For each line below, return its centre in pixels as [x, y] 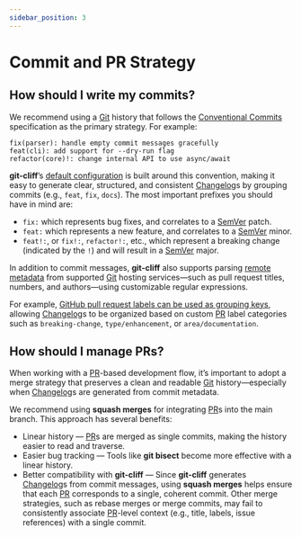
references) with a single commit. [84, 523]
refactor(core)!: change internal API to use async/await [120, 158]
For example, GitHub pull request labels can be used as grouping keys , [140, 304]
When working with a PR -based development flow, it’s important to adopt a [148, 373]
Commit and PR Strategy [102, 62]
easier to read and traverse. [74, 446]
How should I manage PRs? [87, 352]
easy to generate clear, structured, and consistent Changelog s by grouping [148, 184]
